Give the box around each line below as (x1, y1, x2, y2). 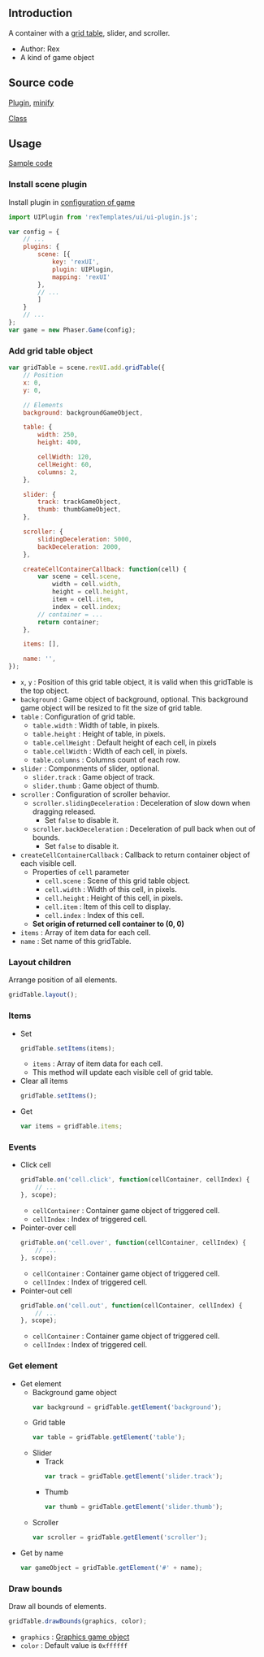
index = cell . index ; (51, 602, 122, 611)
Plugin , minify (8, 98, 54, 107)
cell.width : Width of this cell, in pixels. (44, 885, 177, 894)
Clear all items (19, 1076, 69, 1086)
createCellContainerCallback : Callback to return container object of (19, 850, 250, 860)
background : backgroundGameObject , (23, 408, 144, 417)
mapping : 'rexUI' (51, 272, 111, 281)
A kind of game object (19, 52, 95, 62)
